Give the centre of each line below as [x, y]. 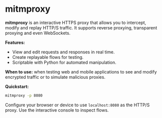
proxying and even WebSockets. [38, 33]
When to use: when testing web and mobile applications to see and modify [81, 71]
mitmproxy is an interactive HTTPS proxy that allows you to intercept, [76, 23]
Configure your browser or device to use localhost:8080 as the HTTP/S [77, 105]
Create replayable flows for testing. [48, 57]
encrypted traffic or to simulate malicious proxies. [55, 77]
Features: [15, 42]
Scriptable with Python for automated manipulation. [64, 62]
